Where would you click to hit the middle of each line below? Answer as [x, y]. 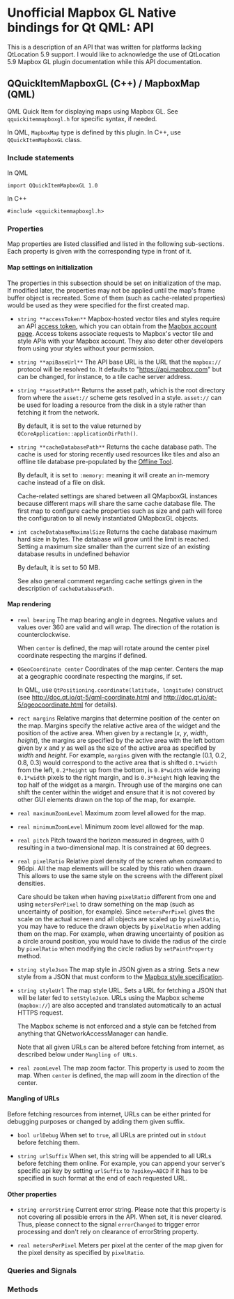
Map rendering [29, 604]
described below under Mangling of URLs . [77, 1054]
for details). [101, 705]
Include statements [41, 157]
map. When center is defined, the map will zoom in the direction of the [118, 1075]
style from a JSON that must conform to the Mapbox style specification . [120, 976]
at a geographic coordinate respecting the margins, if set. [100, 676]
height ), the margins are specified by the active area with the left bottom [121, 740]
